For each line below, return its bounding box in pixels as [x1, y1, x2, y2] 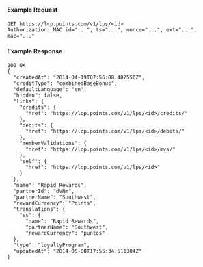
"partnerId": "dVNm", [13, 188, 75, 195]
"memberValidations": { [19, 140, 87, 147]
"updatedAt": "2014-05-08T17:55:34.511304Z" [13, 248, 142, 255]
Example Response [7, 47, 63, 55]
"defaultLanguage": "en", [13, 86, 87, 93]
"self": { [19, 158, 48, 165]
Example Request [7, 5, 58, 14]
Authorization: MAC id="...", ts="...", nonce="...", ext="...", [7, 27, 197, 34]
